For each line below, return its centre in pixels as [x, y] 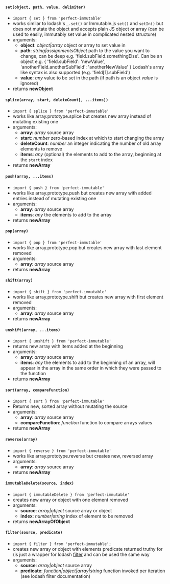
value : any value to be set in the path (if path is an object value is [89, 78]
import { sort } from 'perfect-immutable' [58, 402]
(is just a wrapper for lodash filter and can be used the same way [81, 555]
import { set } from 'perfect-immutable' [57, 18]
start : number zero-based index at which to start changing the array [92, 138]
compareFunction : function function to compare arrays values [86, 423]
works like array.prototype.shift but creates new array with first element [88, 297]
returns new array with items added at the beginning [68, 347]
